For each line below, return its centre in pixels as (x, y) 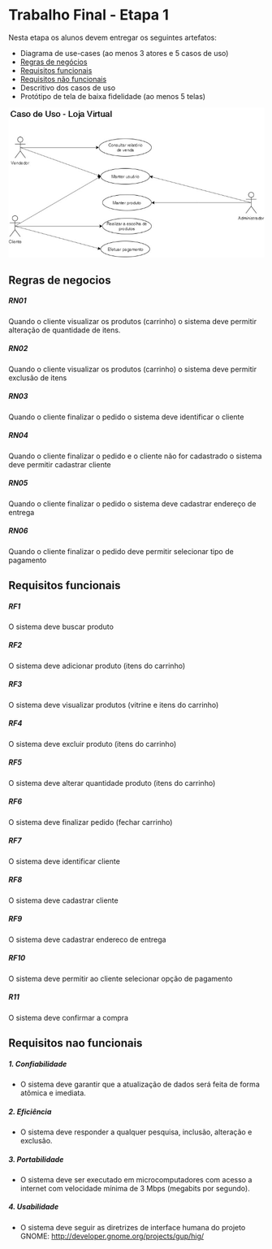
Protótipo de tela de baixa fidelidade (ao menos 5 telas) (112, 96)
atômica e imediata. (53, 1093)
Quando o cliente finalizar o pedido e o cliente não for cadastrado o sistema (135, 456)
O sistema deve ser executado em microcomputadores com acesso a (136, 1179)
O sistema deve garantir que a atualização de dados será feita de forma (140, 1084)
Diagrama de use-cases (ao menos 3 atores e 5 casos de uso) (124, 53)
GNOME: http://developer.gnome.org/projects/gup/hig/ (112, 1236)
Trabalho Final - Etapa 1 (89, 15)
